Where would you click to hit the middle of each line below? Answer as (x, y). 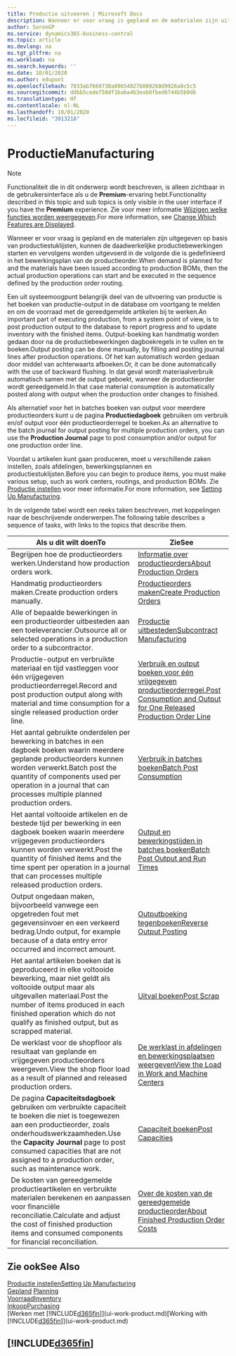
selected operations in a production (69, 639)
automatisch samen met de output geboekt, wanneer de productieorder (111, 379)
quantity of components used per (66, 776)
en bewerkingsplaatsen (177, 1056)
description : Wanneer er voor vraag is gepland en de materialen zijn (113, 20)
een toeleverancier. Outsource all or (69, 630)
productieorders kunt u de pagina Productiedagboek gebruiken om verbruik (118, 415)
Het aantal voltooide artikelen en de (69, 814)
